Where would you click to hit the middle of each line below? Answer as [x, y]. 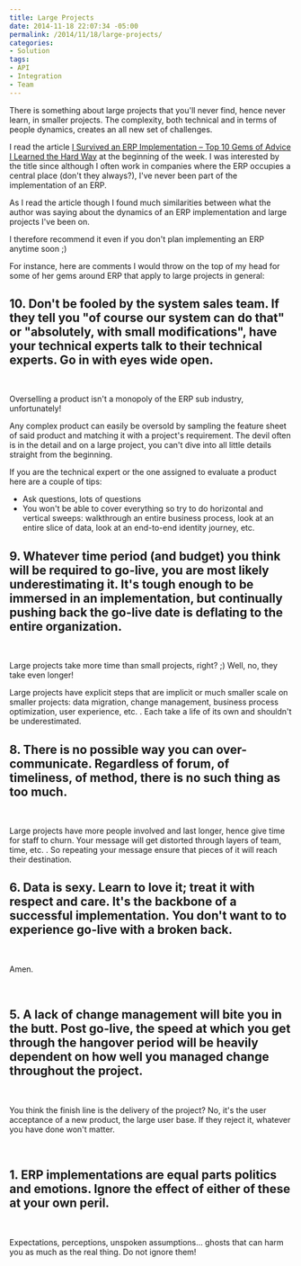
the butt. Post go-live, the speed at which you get [150, 1029]
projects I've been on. [49, 221]
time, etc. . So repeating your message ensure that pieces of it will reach [143, 850]
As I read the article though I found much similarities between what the [140, 202]
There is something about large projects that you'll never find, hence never [147, 110]
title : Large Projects [52, 18]
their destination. [40, 859]
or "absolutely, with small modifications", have [143, 332]
